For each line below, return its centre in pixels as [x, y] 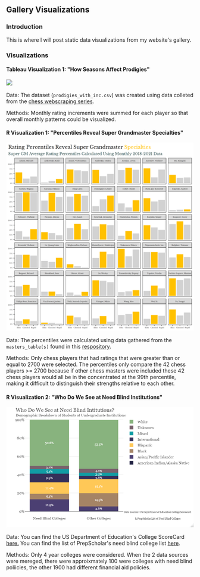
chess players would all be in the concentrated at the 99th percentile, [91, 377]
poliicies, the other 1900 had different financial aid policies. [78, 567]
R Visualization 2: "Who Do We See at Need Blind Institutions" [84, 397]
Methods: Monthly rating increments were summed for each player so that [97, 113]
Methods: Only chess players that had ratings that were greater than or [93, 358]
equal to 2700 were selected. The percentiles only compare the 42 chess [96, 364]
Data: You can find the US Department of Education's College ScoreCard [95, 537]
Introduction [24, 27]
